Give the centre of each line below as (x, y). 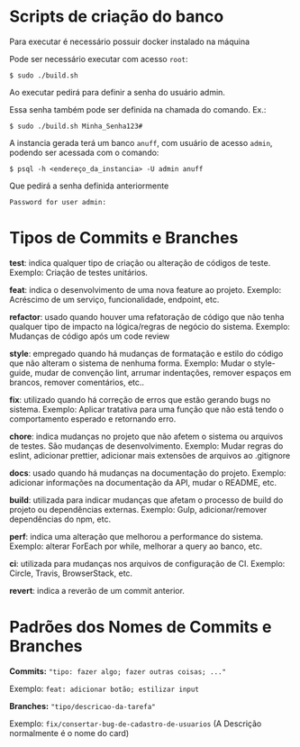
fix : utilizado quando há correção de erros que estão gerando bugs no (140, 399)
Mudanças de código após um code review (90, 336)
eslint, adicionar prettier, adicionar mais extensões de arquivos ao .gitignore (150, 455)
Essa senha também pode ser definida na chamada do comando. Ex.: (138, 109)
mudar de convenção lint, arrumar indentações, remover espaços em (163, 372)
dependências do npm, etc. (60, 519)
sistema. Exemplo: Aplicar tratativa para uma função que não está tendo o (147, 409)
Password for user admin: (58, 202)
